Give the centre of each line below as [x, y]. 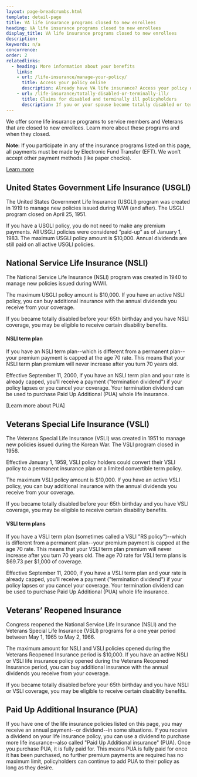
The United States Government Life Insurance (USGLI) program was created [98, 202]
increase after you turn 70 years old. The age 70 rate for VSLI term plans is [96, 555]
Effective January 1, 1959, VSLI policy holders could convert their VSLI [91, 462]
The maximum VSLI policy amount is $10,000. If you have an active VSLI [93, 480]
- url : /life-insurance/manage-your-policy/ [72, 77]
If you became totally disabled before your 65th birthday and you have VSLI [97, 504]
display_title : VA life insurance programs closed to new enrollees [91, 34]
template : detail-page [34, 17]
